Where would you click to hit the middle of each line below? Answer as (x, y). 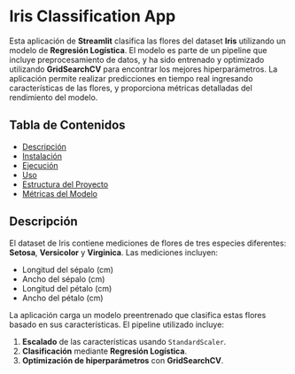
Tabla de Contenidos (67, 125)
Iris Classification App (93, 16)
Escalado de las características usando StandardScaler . (124, 341)
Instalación (42, 156)
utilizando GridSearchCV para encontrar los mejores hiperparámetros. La (144, 69)
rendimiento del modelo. (54, 97)
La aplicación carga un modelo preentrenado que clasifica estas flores (138, 315)
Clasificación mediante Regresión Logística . (105, 351)
